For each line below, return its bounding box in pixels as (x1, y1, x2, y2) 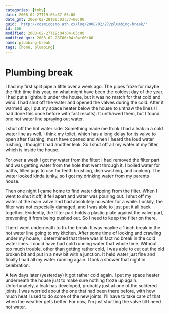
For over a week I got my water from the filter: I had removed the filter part (5, 156, 160, 163)
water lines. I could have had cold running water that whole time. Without (5, 240, 157, 246)
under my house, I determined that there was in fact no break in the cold (5, 235, 155, 241)
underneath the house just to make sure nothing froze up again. (5, 277, 138, 283)
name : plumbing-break (5, 40, 51, 45)
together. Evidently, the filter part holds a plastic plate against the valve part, (5, 209, 164, 215)
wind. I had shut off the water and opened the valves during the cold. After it (5, 99, 164, 106)
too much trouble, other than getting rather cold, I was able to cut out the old (5, 246, 164, 252)
